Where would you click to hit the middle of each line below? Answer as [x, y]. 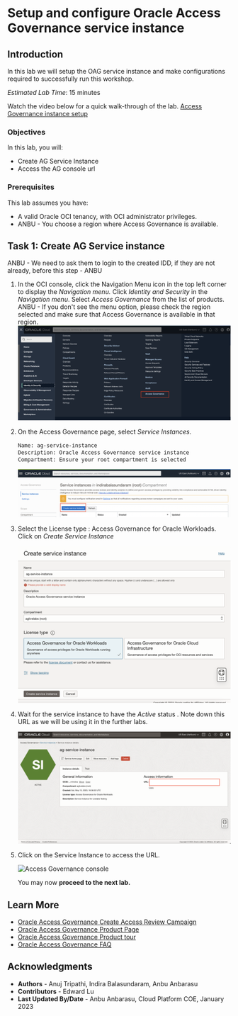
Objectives [27, 132]
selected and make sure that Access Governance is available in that [116, 315]
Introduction [35, 54]
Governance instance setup [48, 114]
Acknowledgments [50, 967]
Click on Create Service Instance [66, 536]
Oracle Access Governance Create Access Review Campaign [107, 922]
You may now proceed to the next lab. [74, 883]
